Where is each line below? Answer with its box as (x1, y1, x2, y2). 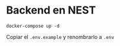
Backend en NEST (6, 4, 96, 17)
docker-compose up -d (6, 23, 60, 29)
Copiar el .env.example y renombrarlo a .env (6, 33, 115, 40)
